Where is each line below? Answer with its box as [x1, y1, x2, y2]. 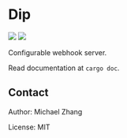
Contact [8, 86, 49, 99]
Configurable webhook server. [8, 47, 107, 57]
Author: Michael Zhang [8, 106, 83, 116]
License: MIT [8, 122, 50, 132]
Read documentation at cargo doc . [8, 63, 120, 73]
